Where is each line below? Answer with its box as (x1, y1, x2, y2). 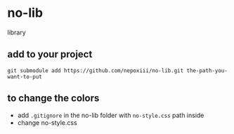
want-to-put (7, 73, 42, 80)
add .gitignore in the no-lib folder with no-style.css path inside (17, 111, 204, 119)
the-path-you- (186, 67, 228, 74)
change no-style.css (17, 118, 77, 127)
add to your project (7, 48, 93, 60)
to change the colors (7, 93, 100, 105)
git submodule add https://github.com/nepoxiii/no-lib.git (7, 67, 184, 74)
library (7, 28, 26, 36)
